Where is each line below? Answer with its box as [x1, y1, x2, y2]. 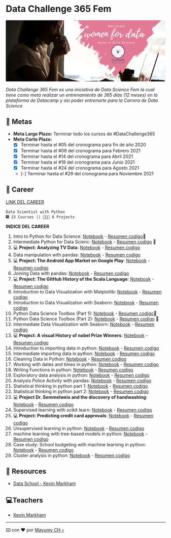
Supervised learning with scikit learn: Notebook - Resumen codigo [13, 407, 152, 413]
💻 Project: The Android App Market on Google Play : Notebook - [13, 257, 150, 263]
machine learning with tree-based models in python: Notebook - [13, 431, 148, 437]
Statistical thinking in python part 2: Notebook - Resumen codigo [13, 388, 149, 394]
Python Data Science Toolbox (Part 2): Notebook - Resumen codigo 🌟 [13, 315, 159, 321]
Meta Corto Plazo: [13, 136, 52, 143]
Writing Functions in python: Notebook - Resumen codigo [13, 366, 133, 372]
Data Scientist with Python [6, 209, 65, 214]
